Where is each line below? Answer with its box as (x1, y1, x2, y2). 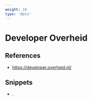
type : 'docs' (5, 12, 31, 16)
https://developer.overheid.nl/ (12, 64, 72, 70)
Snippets (5, 78, 33, 86)
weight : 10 (5, 7, 27, 12)
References (5, 52, 41, 60)
